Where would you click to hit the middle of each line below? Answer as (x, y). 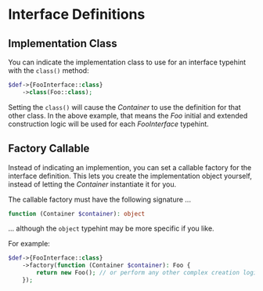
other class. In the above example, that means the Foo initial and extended (128, 115)
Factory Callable (49, 149)
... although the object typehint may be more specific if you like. (111, 228)
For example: (29, 244)
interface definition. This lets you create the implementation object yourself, (130, 176)
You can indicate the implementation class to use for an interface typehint (127, 62)
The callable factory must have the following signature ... (100, 199)
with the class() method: (49, 71)
